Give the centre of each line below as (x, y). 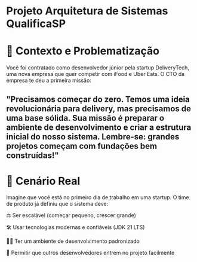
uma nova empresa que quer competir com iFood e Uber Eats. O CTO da (96, 74)
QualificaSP (36, 24)
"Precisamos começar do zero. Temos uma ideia (98, 99)
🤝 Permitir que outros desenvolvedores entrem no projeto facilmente (90, 253)
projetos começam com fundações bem (81, 146)
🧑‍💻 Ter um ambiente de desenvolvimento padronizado (73, 241)
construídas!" (33, 155)
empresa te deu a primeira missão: (49, 80)
